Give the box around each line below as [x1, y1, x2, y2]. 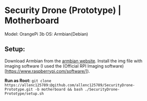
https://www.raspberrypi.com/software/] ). [6, 68, 90, 74]
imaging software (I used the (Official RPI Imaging [4, 63, 104, 69]
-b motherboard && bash [35, 87, 83, 92]
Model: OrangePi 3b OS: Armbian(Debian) [4, 31, 88, 37]
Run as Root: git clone [4, 77, 51, 83]
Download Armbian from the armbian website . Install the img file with [4, 58, 143, 64]
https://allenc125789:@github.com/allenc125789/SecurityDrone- [4, 83, 135, 87]
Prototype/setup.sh [4, 91, 44, 96]
